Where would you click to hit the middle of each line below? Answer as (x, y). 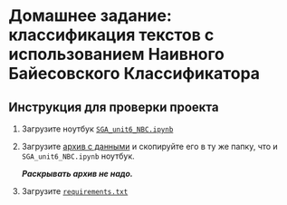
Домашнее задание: (91, 16)
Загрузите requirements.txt (75, 191)
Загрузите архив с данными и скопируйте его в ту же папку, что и (149, 146)
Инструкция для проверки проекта (114, 107)
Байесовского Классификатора (134, 74)
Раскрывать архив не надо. (77, 174)
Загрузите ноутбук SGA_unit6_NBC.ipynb (97, 129)
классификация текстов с (111, 35)
